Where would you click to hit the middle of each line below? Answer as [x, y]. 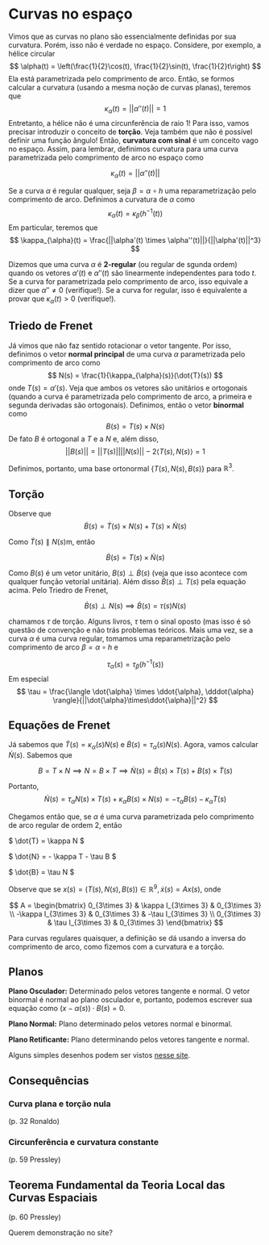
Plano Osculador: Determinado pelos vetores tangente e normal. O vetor [129, 991]
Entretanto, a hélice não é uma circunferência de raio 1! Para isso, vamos [129, 123]
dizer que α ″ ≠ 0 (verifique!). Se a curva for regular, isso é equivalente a [128, 290]
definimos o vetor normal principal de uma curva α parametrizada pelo [127, 354]
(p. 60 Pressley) [35, 1217]
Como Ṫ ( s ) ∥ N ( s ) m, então [52, 542]
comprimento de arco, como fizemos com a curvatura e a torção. [116, 946]
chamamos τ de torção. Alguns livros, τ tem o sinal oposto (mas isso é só [130, 621]
